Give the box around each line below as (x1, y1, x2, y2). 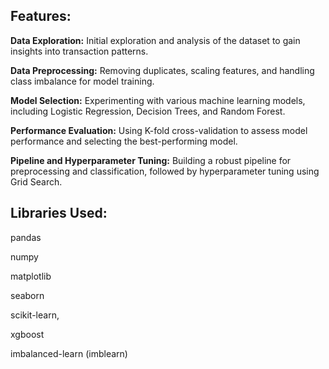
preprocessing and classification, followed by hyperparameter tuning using (10, 165, 320, 177)
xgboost (10, 328, 45, 340)
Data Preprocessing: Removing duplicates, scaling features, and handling (10, 64, 315, 76)
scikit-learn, (10, 309, 60, 321)
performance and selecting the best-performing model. (10, 135, 238, 147)
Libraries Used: (10, 205, 108, 222)
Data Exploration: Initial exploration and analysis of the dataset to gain (10, 34, 301, 46)
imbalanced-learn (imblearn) (10, 347, 128, 359)
